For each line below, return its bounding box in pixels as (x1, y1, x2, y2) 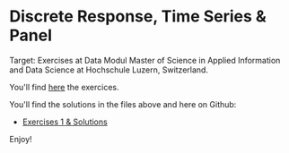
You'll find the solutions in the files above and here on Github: (9, 98, 237, 109)
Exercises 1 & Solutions (22, 116, 108, 127)
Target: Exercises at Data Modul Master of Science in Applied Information (9, 55, 281, 65)
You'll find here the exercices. (9, 81, 119, 92)
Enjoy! (9, 133, 33, 144)
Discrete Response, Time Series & (9, 6, 267, 27)
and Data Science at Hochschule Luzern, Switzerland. (9, 64, 209, 75)
